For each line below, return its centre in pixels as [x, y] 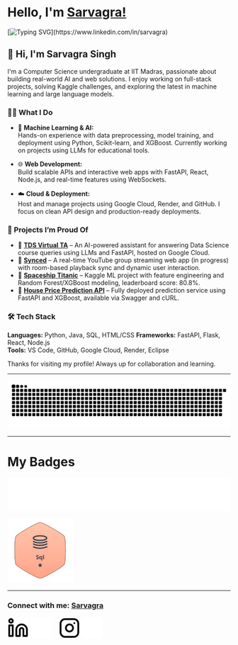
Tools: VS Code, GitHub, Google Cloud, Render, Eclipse [89, 350]
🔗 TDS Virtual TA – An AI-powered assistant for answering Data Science [123, 245]
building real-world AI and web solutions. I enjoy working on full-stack [110, 79]
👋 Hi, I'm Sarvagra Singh [62, 54]
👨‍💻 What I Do [30, 112]
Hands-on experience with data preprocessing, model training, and [115, 135]
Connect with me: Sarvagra [56, 605]
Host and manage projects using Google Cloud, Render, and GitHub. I [119, 204]
